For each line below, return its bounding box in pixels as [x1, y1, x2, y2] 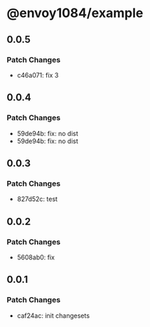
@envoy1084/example [6, 5, 144, 21]
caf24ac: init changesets [16, 311, 90, 320]
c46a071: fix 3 [16, 71, 59, 79]
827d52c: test [16, 194, 58, 204]
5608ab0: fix [16, 253, 55, 261]
